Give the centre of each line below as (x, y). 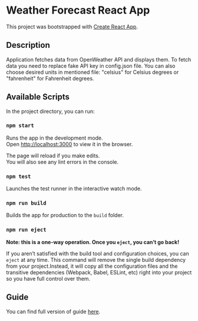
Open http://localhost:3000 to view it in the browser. (70, 144)
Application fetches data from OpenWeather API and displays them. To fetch (99, 59)
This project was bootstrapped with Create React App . (72, 27)
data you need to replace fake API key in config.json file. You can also (91, 66)
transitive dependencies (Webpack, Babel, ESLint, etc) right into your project (99, 272)
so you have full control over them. (48, 278)
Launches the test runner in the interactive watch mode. (74, 189)
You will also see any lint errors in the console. (62, 162)
